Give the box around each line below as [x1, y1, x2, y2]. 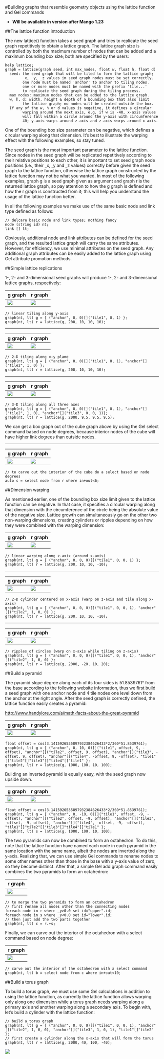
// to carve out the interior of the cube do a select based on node [5, 470, 150, 474]
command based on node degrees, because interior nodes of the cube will [5, 429, 155, 434]
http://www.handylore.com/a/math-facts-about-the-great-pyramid [5, 710, 139, 716]
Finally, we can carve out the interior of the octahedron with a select [5, 930, 143, 936]
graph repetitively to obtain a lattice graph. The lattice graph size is [5, 43, 140, 48]
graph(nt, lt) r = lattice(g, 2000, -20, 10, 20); [5, 662, 110, 667]
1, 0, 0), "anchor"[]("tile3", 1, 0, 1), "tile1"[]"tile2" [31, 1027, 154, 1032]
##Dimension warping [5, 487, 50, 493]
